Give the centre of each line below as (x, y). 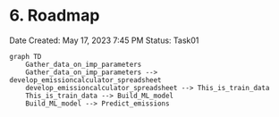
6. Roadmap (55, 16)
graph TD (25, 56)
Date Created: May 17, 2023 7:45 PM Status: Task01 (104, 40)
